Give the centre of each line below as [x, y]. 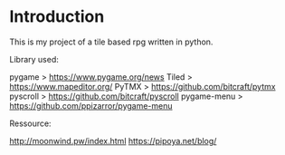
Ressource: [30, 123]
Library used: [34, 59]
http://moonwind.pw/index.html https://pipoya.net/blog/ [113, 140]
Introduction [57, 17]
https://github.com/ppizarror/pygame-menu [91, 105]
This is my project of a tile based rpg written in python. [111, 42]
